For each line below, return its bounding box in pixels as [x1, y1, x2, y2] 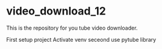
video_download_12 [6, 4, 107, 18]
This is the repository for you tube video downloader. [6, 24, 138, 31]
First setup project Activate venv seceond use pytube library [6, 36, 157, 43]
